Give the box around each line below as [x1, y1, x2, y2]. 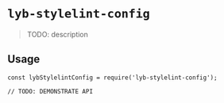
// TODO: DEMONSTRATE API [7, 87, 93, 95]
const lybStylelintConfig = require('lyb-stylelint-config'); [7, 74, 218, 82]
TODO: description [26, 29, 89, 39]
